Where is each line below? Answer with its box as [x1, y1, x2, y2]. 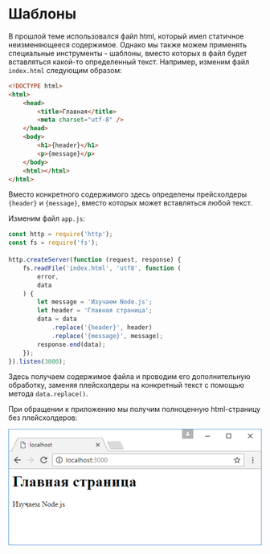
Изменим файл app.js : [8, 214, 86, 223]
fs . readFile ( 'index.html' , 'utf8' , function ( [22, 264, 182, 272]
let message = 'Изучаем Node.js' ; [37, 298, 153, 306]
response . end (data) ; [37, 340, 106, 348]
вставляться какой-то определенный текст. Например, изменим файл [8, 57, 250, 67]
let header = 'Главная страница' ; [37, 307, 153, 315]
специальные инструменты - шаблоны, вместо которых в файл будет [8, 48, 247, 58]
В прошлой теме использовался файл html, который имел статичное [8, 31, 244, 41]
